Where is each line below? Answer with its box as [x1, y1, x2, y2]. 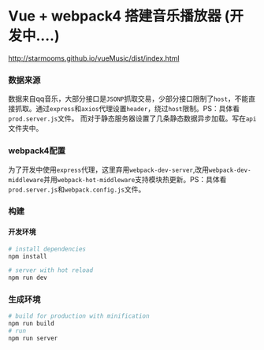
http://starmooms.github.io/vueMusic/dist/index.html [8, 53, 180, 63]
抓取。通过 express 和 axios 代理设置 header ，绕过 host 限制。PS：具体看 [14, 104, 240, 114]
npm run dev [8, 274, 47, 282]
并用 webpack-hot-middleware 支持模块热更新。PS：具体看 [43, 174, 227, 184]
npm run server [8, 334, 58, 343]
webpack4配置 [8, 145, 65, 156]
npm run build [8, 320, 55, 328]
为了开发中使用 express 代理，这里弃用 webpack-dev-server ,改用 [8, 165, 210, 174]
